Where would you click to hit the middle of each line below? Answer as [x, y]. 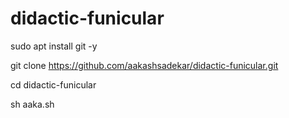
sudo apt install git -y [54, 46]
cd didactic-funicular [53, 84]
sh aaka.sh [32, 104]
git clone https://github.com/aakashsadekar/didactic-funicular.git [144, 65]
